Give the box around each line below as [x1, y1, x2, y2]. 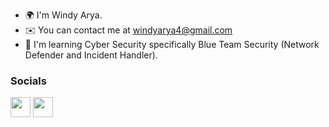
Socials [10, 74, 47, 88]
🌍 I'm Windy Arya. [24, 9, 103, 21]
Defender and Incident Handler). [24, 49, 158, 61]
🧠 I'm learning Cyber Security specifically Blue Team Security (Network [24, 39, 320, 50]
